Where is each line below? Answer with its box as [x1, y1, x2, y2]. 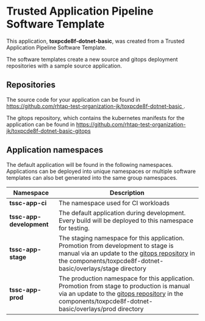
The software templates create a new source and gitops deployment [6, 55, 178, 63]
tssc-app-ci [9, 199, 47, 207]
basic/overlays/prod [59, 305, 117, 313]
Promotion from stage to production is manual [59, 281, 190, 290]
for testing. [59, 224, 90, 232]
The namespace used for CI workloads [59, 199, 170, 207]
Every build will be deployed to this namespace [59, 216, 193, 225]
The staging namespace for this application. [59, 233, 185, 242]
